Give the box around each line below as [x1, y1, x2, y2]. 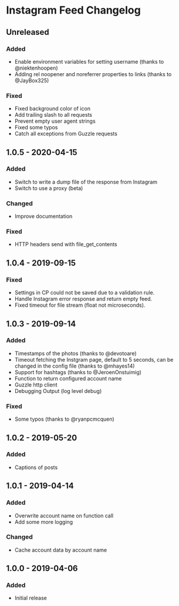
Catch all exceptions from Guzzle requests [14, 130, 117, 137]
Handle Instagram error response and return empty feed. [14, 296, 153, 303]
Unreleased [6, 27, 50, 37]
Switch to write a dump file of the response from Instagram [14, 178, 157, 185]
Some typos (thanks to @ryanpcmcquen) [14, 415, 114, 422]
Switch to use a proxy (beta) [14, 184, 83, 192]
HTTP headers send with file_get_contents [14, 241, 117, 248]
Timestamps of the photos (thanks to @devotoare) [14, 349, 137, 357]
